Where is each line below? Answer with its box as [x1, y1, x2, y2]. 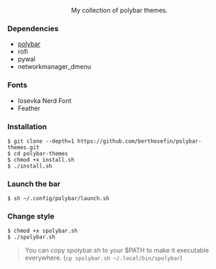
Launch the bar [7, 179, 61, 189]
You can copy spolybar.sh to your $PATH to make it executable [24, 246, 210, 255]
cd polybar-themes [13, 150, 69, 157]
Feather [17, 104, 40, 112]
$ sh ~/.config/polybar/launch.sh [7, 195, 110, 202]
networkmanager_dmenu [17, 62, 91, 71]
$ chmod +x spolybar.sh [7, 227, 78, 235]
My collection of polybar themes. [70, 6, 168, 14]
